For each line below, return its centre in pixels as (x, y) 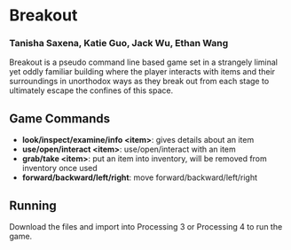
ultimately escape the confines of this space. (91, 90)
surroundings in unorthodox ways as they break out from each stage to (139, 82)
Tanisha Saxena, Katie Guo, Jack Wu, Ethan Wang (119, 43)
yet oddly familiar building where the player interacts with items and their (142, 72)
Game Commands (60, 118)
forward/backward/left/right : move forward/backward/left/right (140, 177)
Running (33, 205)
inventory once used (59, 168)
